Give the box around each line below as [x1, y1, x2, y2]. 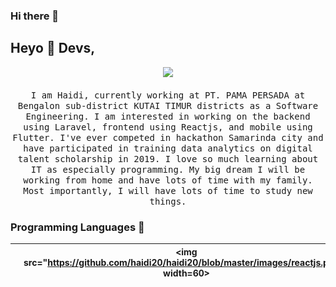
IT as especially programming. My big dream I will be [30, 164, 306, 175]
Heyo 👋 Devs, [10, 40, 96, 57]
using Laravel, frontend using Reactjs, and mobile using [23, 121, 313, 133]
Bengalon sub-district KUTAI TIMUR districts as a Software [17, 100, 319, 111]
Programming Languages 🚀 [10, 220, 145, 234]
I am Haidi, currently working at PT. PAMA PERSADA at [30, 89, 306, 101]
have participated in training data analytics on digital [23, 142, 313, 154]
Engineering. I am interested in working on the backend [25, 110, 311, 122]
